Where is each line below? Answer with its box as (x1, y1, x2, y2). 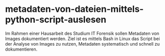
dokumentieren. (5, 46, 38, 52)
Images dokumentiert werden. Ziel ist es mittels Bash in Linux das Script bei (5, 36, 160, 42)
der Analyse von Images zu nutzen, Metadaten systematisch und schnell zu (5, 41, 160, 47)
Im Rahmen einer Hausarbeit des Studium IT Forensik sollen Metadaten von (5, 30, 160, 36)
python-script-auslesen (5, 14, 107, 25)
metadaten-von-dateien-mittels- (5, 3, 144, 15)
